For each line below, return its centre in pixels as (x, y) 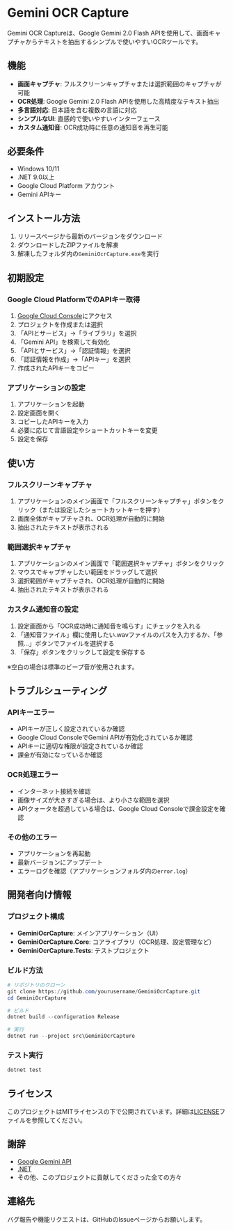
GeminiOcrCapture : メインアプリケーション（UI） (89, 933)
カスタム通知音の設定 (43, 609)
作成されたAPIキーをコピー (56, 368)
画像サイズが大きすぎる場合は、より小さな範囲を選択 (94, 800)
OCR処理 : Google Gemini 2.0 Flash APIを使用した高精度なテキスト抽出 (118, 101)
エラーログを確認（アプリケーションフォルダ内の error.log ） (104, 871)
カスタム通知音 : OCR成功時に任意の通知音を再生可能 (93, 127)
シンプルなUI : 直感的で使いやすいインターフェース (89, 118)
